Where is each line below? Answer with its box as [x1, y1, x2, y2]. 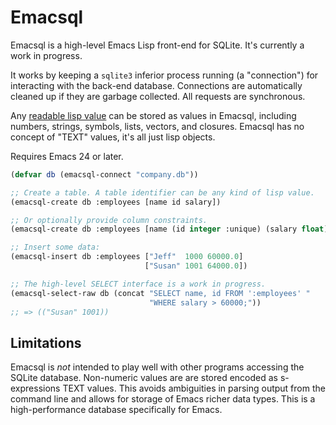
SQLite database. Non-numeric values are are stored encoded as [10, 372, 279, 384]
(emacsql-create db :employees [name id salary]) [10, 197, 222, 207]
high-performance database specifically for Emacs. [10, 404, 223, 416]
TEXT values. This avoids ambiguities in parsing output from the [62, 382, 326, 395]
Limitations [10, 334, 82, 351]
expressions [10, 382, 61, 395]
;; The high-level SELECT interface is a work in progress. [10, 279, 267, 289]
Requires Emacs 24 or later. [10, 150, 124, 162]
